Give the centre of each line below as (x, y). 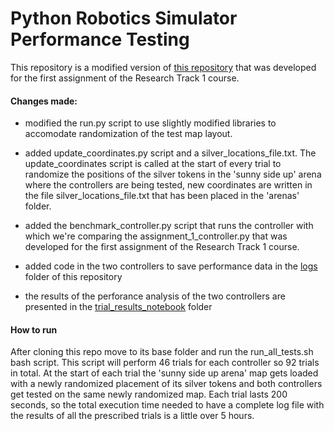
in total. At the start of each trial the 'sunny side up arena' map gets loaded (164, 373)
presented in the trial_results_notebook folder (118, 307)
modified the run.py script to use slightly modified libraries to (150, 123)
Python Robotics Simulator (124, 18)
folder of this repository (73, 277)
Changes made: (44, 101)
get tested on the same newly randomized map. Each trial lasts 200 (149, 394)
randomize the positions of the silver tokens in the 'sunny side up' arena (173, 174)
